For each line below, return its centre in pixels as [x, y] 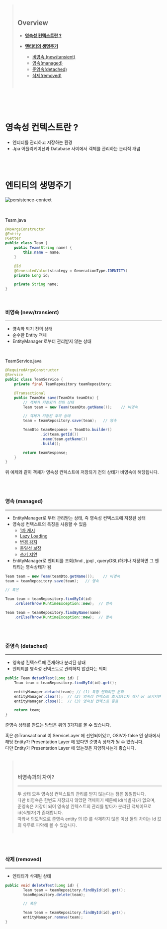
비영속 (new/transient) [32, 313]
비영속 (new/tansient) [54, 56]
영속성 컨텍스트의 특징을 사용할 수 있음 [49, 524]
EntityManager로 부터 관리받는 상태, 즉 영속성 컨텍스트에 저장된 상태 [79, 518]
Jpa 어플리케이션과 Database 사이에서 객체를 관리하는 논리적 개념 [76, 148]
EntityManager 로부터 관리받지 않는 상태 [52, 341]
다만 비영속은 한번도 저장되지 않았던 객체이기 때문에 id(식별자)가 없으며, [86, 800]
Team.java [16, 220]
